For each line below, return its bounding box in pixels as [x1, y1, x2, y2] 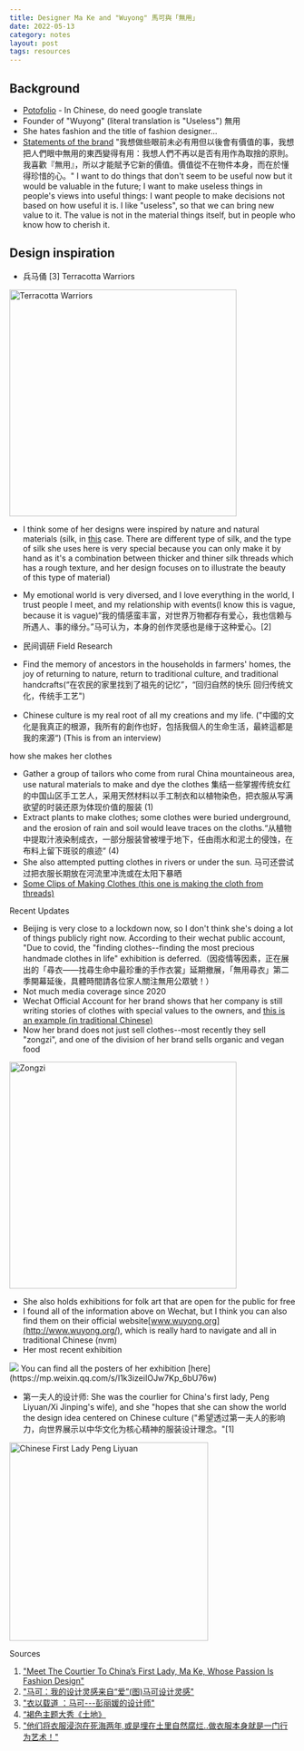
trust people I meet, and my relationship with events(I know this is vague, [22, 599, 296, 610]
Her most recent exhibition [22, 1344, 123, 1355]
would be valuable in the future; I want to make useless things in [22, 181, 263, 191]
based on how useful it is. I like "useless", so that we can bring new [22, 200, 275, 210]
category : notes [9, 30, 71, 39]
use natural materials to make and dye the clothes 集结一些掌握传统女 [22, 778, 283, 789]
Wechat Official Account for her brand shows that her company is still [22, 995, 283, 1006]
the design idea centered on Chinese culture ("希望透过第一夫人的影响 [22, 1412, 286, 1423]
